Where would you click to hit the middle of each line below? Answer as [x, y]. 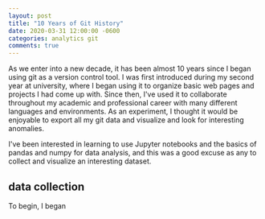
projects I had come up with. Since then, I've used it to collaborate [118, 94]
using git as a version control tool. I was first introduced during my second [131, 77]
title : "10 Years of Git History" [66, 23]
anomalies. [26, 129]
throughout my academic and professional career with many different [123, 103]
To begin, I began [37, 205]
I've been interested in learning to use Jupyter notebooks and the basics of [132, 144]
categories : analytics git [53, 38]
